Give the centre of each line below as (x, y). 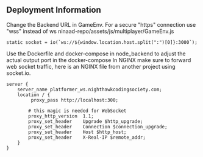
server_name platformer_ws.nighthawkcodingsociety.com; (90, 89)
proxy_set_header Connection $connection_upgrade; (98, 127)
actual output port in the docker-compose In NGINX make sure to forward (99, 60)
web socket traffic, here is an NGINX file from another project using (91, 66)
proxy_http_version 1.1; (61, 116)
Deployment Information (54, 10)
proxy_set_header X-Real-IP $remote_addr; (87, 137)
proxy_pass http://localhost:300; (75, 100)
